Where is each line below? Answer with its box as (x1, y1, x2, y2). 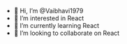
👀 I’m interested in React (13, 14, 84, 22)
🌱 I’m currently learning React (13, 22, 100, 29)
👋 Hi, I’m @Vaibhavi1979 (13, 7, 84, 15)
